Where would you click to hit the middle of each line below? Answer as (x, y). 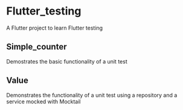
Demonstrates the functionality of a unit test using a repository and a (92, 95)
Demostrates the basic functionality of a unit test (67, 61)
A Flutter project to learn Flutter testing (55, 28)
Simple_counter (37, 47)
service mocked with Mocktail (43, 102)
